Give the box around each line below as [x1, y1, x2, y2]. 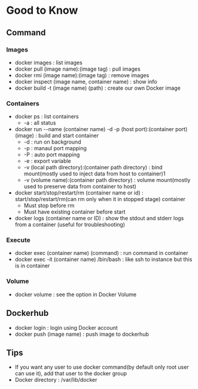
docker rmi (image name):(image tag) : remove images [14, 71, 150, 78]
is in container [14, 262, 50, 269]
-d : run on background [23, 138, 81, 145]
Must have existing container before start [23, 208, 126, 215]
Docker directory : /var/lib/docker [14, 376, 98, 384]
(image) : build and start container [14, 132, 99, 139]
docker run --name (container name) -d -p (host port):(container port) [14, 126, 188, 133]
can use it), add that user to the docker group [14, 370, 127, 377]
